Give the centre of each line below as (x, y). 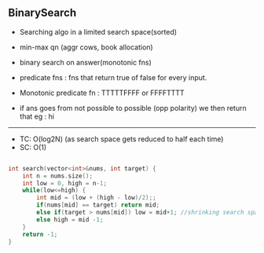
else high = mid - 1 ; (70, 219)
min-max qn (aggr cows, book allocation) (86, 47)
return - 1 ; (40, 234)
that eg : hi (37, 116)
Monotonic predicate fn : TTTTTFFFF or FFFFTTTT (102, 93)
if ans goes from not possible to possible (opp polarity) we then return (133, 108)
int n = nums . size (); (57, 176)
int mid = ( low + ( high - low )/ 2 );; (96, 198)
